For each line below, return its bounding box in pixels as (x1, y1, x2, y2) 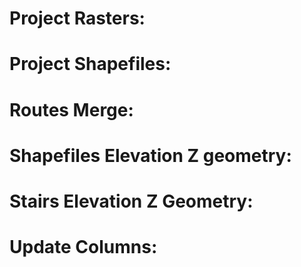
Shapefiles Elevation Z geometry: (9, 144, 292, 167)
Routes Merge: (9, 98, 134, 121)
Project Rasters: (9, 7, 146, 30)
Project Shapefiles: (9, 53, 172, 76)
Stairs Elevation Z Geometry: (9, 190, 254, 212)
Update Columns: (9, 236, 158, 259)
